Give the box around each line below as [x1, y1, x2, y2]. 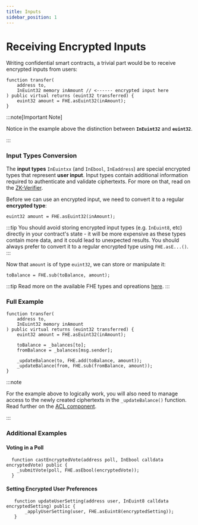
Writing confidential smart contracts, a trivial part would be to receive [6, 59, 176, 67]
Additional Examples [6, 429, 67, 437]
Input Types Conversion [6, 152, 77, 160]
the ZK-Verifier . [6, 184, 43, 191]
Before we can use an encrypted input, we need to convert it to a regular [6, 196, 184, 203]
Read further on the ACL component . [6, 403, 97, 410]
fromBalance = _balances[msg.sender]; [17, 347, 113, 354]
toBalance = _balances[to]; [17, 342, 86, 348]
